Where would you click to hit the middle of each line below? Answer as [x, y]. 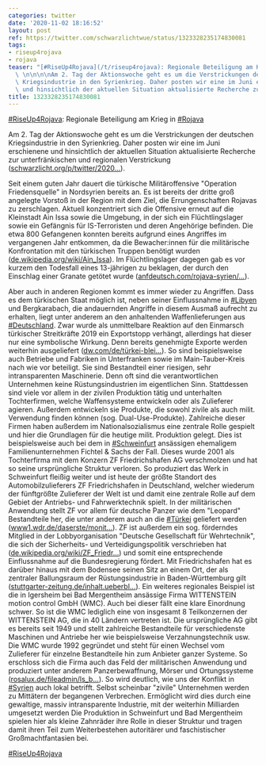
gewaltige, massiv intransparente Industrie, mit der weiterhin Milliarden [124, 705]
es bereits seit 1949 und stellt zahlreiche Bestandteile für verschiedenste [127, 629]
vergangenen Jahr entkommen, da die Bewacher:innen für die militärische [129, 243]
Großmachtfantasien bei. [49, 738]
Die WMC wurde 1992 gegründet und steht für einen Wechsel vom [116, 645]
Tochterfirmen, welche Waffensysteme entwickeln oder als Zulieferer [121, 401]
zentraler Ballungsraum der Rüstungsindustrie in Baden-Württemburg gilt [127, 578]
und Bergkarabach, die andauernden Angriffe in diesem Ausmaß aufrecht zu [133, 308]
